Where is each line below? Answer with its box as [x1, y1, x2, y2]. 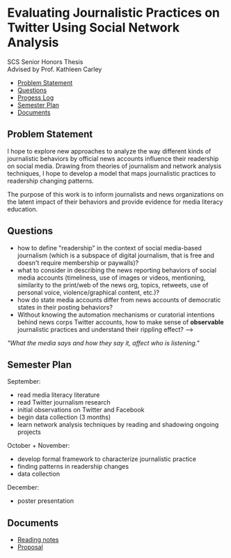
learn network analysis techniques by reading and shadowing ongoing [17, 421, 219, 429]
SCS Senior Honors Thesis [7, 57, 83, 66]
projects [17, 428, 42, 437]
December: [7, 483, 40, 492]
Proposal [17, 543, 43, 552]
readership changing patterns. [7, 176, 94, 185]
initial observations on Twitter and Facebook [17, 406, 145, 414]
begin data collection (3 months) [17, 413, 111, 421]
